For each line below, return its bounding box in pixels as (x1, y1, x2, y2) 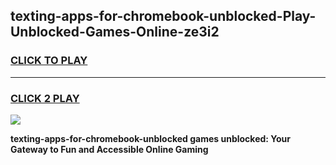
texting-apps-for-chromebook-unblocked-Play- (10, 8, 317, 25)
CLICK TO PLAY (10, 54, 88, 68)
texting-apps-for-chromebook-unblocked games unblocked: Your (10, 132, 291, 144)
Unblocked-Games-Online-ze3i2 (10, 24, 220, 41)
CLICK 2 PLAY (10, 91, 80, 105)
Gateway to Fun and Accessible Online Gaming (10, 143, 209, 155)
